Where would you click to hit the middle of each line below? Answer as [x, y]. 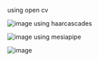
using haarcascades [63, 23]
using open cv [28, 10]
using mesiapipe [58, 37]
